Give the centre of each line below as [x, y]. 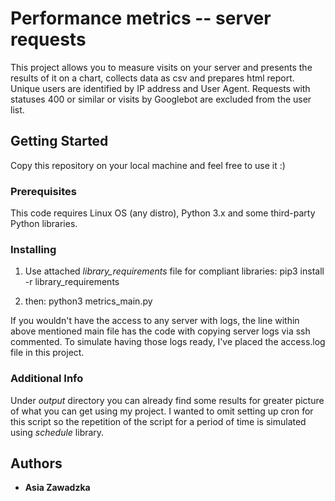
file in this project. [47, 353]
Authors [36, 463]
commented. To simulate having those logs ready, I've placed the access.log [168, 342]
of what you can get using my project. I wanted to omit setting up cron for [162, 411]
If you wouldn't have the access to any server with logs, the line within [155, 321]
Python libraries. [44, 224]
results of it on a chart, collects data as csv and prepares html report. [152, 78]
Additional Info [47, 379]
